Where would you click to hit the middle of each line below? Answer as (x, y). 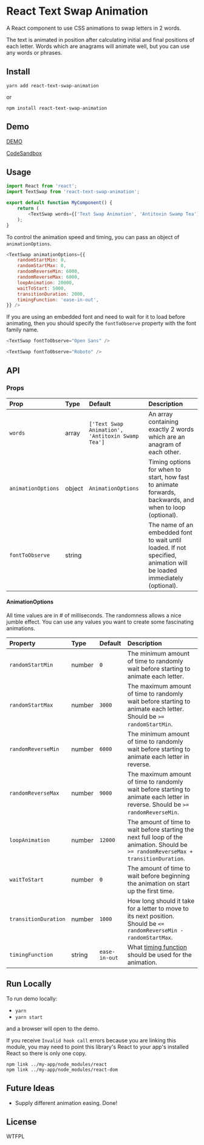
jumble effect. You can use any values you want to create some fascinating (100, 622)
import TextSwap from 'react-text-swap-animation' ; (73, 192)
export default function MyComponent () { (59, 203)
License (22, 1122)
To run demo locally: (32, 998)
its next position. (151, 916)
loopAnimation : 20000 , (46, 283)
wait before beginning (158, 875)
